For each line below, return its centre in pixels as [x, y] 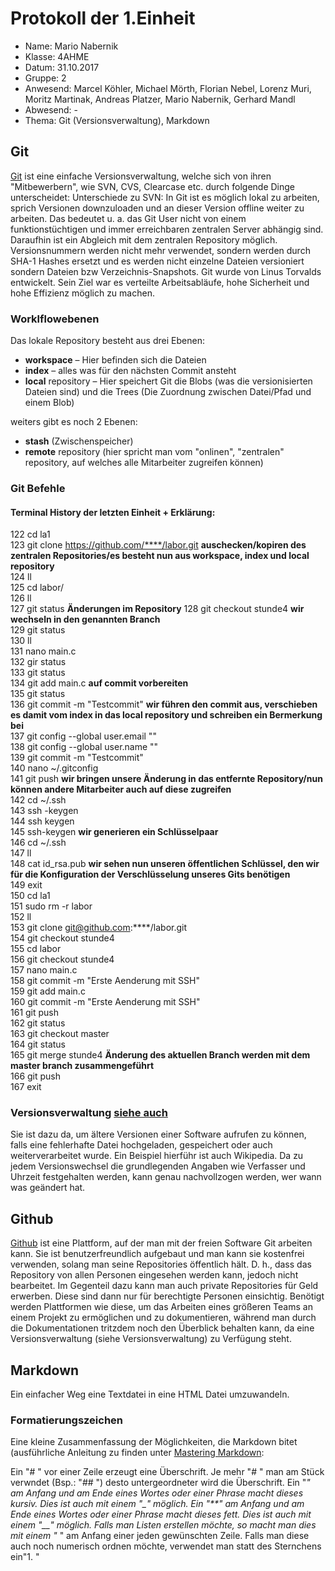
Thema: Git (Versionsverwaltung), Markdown [117, 120]
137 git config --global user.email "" [83, 736]
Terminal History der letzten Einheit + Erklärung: [113, 512]
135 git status [38, 694]
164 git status [38, 1044]
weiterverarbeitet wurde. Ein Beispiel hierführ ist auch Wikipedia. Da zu [157, 1156]
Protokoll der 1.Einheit [103, 18]
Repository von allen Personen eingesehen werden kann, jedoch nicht [154, 1275]
